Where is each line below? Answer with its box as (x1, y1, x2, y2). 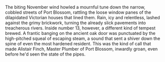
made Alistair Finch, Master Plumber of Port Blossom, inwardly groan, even (5, 46, 158, 52)
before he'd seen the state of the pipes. (5, 51, 85, 57)
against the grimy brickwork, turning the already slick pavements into (5, 20, 146, 26)
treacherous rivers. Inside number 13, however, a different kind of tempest (5, 25, 156, 31)
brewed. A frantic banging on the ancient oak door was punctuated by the (5, 31, 156, 36)
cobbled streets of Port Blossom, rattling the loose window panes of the (5, 9, 152, 15)
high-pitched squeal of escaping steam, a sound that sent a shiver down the (5, 35, 161, 41)
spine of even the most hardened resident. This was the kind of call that (5, 41, 152, 46)
